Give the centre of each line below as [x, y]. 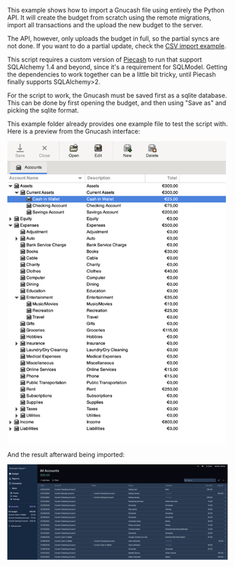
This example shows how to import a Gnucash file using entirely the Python [116, 10]
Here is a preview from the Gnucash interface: [74, 131]
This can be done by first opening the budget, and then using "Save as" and [117, 103]
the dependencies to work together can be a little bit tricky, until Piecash [112, 74]
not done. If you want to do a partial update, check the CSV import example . [117, 46]
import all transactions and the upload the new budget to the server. [105, 25]
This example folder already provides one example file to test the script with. [117, 124]
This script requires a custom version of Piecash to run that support [105, 59]
